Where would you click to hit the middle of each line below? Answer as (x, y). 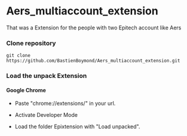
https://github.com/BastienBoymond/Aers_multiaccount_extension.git (93, 61)
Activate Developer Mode (46, 115)
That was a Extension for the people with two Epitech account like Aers (94, 28)
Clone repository (31, 43)
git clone (19, 56)
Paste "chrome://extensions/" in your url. (65, 104)
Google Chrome (26, 90)
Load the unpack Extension (47, 76)
